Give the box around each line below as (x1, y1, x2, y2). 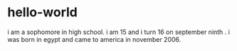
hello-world (7, 4, 78, 21)
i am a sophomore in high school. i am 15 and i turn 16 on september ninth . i (7, 28, 230, 36)
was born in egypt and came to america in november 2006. (7, 35, 181, 43)
